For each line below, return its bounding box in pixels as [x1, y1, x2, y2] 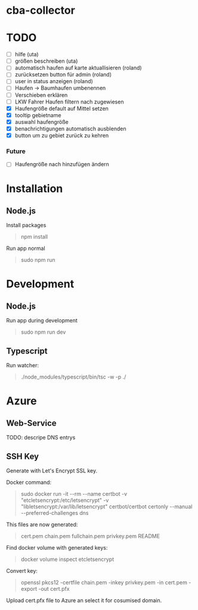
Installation [6, 182, 63, 196]
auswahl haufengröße [14, 118, 69, 126]
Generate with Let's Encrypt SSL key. [6, 467, 98, 474]
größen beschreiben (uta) [14, 57, 78, 65]
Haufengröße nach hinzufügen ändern [14, 161, 109, 168]
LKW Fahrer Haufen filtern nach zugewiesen [14, 98, 124, 105]
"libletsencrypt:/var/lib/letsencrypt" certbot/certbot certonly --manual [20, 503, 193, 510]
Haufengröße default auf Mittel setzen [14, 105, 109, 112]
